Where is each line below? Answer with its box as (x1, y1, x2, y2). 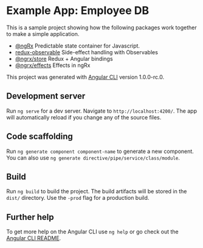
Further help (6, 211, 55, 222)
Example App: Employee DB (6, 4, 150, 18)
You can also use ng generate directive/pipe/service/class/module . (6, 154, 181, 161)
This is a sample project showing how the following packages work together (6, 24, 197, 31)
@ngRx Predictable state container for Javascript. (15, 42, 140, 49)
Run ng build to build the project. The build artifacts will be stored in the (6, 188, 187, 195)
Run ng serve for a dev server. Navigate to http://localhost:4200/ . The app (6, 107, 198, 115)
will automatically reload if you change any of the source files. (6, 113, 162, 121)
